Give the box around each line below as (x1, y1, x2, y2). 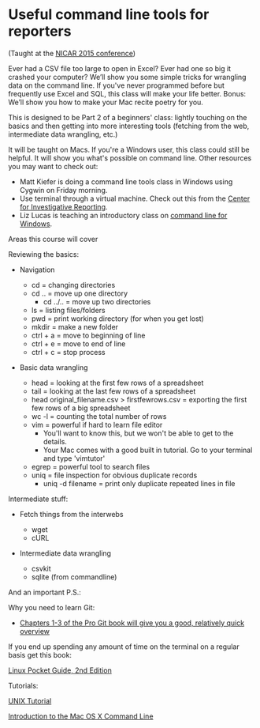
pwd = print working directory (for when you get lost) (31, 314, 205, 323)
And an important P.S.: (8, 587, 81, 597)
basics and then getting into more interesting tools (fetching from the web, (8, 121, 250, 130)
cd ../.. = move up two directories (43, 296, 151, 306)
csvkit (31, 564, 51, 573)
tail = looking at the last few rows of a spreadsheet (31, 386, 196, 396)
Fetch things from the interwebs (19, 509, 124, 519)
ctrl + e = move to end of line (31, 338, 126, 349)
